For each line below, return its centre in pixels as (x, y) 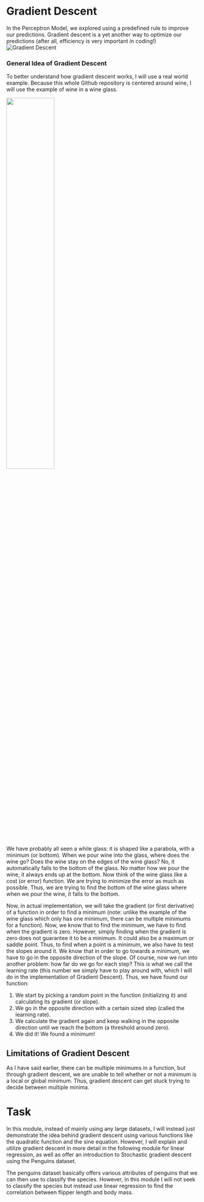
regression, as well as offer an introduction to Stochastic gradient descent (99, 1155)
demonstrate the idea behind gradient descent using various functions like (100, 1135)
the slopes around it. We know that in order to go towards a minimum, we (98, 951)
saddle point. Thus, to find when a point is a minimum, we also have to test (100, 944)
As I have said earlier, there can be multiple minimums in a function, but (96, 1068)
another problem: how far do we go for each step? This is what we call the (100, 964)
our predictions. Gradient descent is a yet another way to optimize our (94, 34)
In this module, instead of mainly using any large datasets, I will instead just (101, 1128)
